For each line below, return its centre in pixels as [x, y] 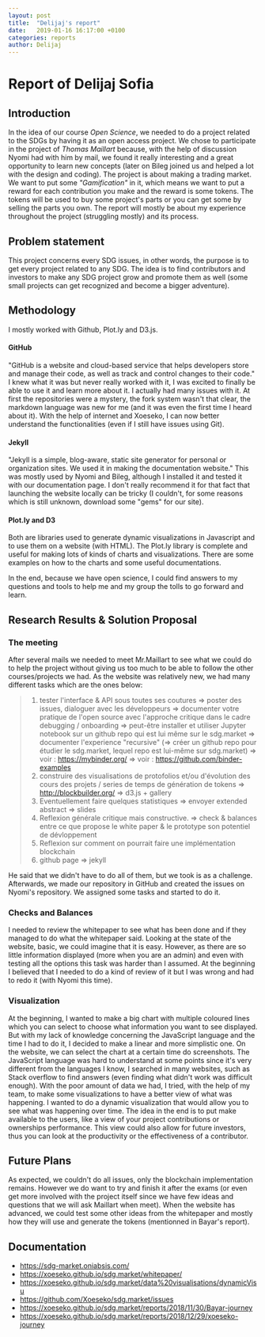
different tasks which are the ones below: [76, 685]
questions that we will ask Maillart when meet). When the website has [122, 1205]
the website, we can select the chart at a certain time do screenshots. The [129, 1052]
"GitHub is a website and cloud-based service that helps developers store [129, 365]
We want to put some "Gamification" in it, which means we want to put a [127, 183]
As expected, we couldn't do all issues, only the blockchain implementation [131, 1179]
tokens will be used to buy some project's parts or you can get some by [125, 199]
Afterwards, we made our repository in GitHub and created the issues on [127, 884]
